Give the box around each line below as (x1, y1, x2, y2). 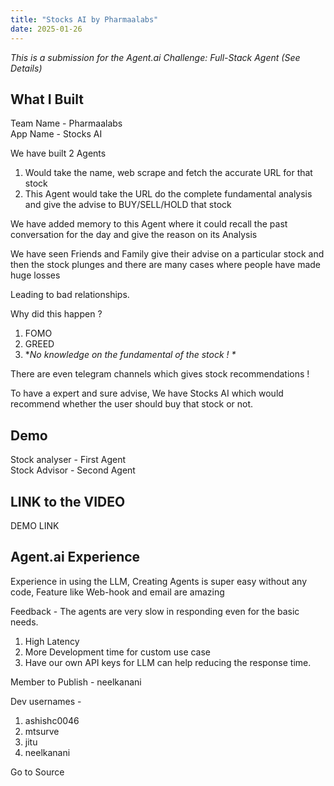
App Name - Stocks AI (10, 128, 103, 140)
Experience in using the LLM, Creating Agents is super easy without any (10, 575, 307, 587)
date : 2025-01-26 (10, 24, 83, 34)
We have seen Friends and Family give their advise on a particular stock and (10, 248, 325, 260)
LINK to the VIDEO (10, 493, 126, 510)
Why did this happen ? (10, 308, 103, 320)
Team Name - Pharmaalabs (10, 117, 123, 130)
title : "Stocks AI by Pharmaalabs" (10, 14, 159, 25)
